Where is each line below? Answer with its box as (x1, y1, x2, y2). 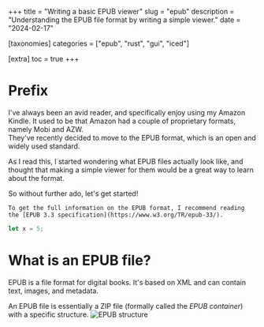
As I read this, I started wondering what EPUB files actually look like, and (8, 156, 244, 166)
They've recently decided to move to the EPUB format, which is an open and (8, 133, 256, 142)
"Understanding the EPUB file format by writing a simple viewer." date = (8, 15, 241, 24)
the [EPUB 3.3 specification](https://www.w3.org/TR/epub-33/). (8, 211, 224, 219)
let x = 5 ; (8, 224, 44, 232)
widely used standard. (8, 141, 80, 151)
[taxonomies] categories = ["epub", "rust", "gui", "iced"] (8, 39, 190, 48)
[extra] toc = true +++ (8, 54, 80, 63)
